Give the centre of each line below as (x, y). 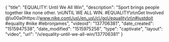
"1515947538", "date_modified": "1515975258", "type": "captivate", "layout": (84, 29)
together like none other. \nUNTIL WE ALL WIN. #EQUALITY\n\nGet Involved (84, 13)
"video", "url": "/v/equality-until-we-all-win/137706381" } (64, 34)
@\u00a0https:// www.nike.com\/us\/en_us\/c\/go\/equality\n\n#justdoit (79, 18)
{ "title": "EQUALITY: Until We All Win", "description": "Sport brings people (82, 7)
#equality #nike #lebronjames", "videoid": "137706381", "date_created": (79, 23)
